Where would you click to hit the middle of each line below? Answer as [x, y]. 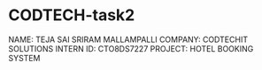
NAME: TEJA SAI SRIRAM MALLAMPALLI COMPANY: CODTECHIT [128, 39]
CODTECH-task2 [72, 15]
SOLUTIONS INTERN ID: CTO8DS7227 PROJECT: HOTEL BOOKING [131, 48]
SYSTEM [24, 58]
